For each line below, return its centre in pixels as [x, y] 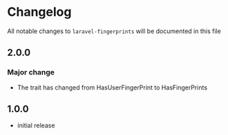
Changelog [39, 12]
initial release [36, 125]
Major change [31, 72]
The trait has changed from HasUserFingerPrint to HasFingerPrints [112, 87]
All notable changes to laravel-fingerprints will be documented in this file [114, 31]
